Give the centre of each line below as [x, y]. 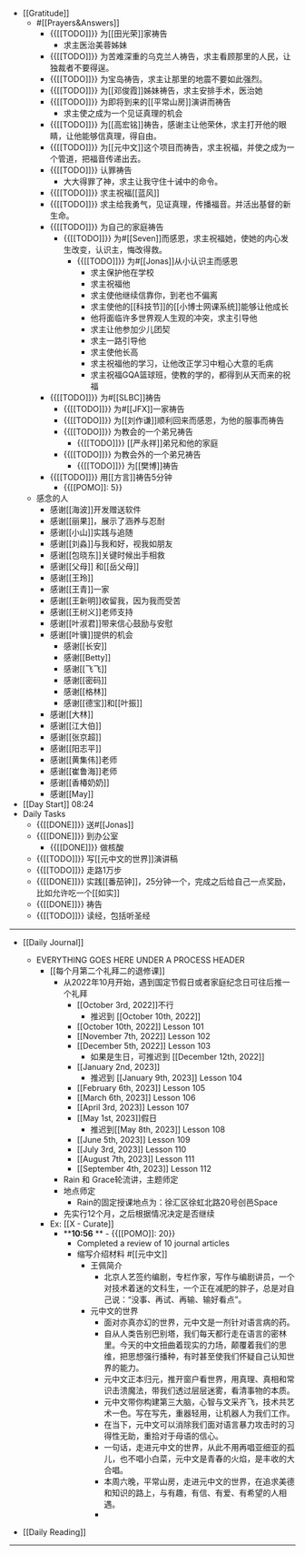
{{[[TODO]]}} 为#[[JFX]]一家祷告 [124, 409]
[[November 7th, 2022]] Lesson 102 [143, 1036]
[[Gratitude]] [46, 13]
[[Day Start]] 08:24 [58, 804]
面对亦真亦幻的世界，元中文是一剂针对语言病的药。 [199, 1322]
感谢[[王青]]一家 [79, 589]
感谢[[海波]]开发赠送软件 [95, 510]
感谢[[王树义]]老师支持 [91, 612]
